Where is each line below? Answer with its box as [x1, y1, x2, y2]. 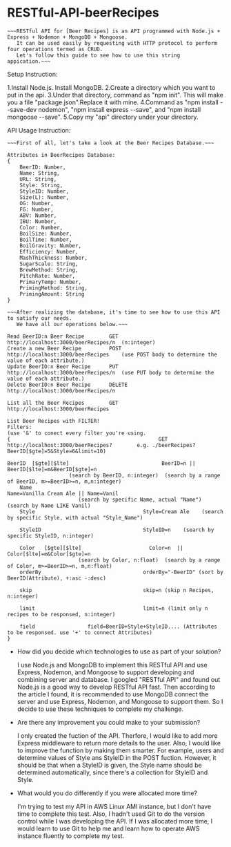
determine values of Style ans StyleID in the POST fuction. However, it [17, 753, 217, 761]
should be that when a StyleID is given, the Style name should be [17, 761, 202, 769]
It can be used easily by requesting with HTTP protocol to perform [16, 39, 217, 46]
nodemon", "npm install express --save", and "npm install [37, 105, 201, 113]
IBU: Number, [19, 218, 57, 225]
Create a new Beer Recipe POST [7, 345, 122, 352]
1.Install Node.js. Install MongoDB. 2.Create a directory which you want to [7, 83, 216, 91]
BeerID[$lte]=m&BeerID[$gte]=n [7, 466, 97, 473]
